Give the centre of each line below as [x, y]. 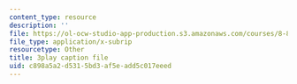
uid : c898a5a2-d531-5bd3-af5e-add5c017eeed [91, 66]
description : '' [39, 25]
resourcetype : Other [47, 50]
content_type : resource [53, 17]
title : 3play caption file [59, 58]
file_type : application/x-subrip [71, 42]
